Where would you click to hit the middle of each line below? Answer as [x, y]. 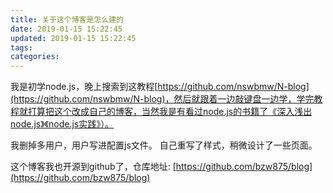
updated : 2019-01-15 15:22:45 [73, 38]
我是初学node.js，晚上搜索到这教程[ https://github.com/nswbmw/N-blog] [160, 87]
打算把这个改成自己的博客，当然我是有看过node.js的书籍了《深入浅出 [170, 112]
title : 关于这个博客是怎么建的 [67, 19]
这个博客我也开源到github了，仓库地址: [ [93, 167]
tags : [21, 47]
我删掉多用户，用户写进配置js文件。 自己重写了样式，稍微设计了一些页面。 [164, 145]
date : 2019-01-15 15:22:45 [66, 29]
